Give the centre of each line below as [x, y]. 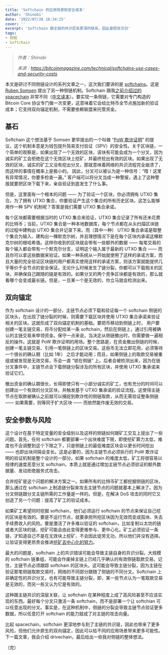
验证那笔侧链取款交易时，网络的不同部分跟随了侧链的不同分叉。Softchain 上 [83, 572]
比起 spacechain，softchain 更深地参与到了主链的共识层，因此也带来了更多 [82, 624]
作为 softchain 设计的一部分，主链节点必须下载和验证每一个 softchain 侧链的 [84, 310]
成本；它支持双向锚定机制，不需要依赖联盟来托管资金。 [62, 109]
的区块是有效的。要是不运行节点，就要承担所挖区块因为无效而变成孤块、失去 [84, 517]
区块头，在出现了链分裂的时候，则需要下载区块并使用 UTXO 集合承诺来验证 [83, 317]
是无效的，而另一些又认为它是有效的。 [44, 584]
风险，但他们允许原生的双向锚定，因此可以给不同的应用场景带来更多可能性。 [84, 631]
